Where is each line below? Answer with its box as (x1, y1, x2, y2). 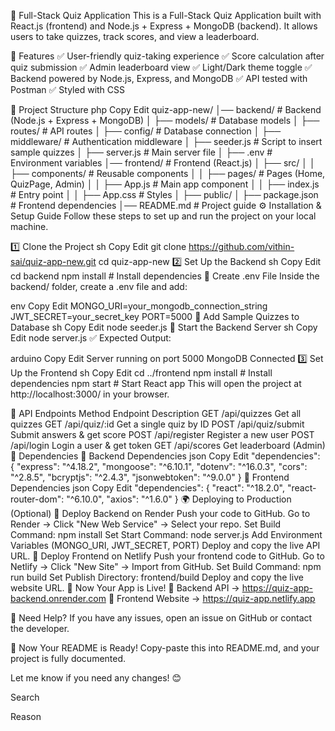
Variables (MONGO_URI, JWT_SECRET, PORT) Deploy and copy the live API (10, 540, 321, 551)
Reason (10, 711, 42, 722)
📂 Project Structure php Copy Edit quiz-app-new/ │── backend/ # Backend (10, 104, 322, 115)
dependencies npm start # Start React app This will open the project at (10, 378, 302, 389)
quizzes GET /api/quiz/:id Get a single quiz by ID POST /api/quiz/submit (10, 418, 305, 430)
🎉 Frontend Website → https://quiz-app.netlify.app (108, 593, 316, 604)
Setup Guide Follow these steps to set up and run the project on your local (10, 210, 317, 222)
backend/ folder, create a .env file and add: (10, 281, 188, 292)
